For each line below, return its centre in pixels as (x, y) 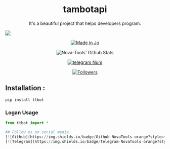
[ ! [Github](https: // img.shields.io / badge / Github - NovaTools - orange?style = (85, 137)
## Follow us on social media (37, 132)
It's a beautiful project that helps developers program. (85, 23)
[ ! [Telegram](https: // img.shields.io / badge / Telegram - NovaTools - (74, 141)
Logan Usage (22, 113)
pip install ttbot (25, 100)
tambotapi (85, 9)
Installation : (25, 88)
